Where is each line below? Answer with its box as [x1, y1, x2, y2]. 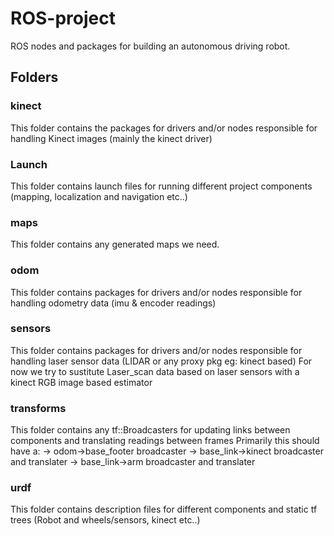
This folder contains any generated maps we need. [10, 238, 220, 251]
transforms [10, 401, 67, 415]
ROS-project [10, 7, 116, 30]
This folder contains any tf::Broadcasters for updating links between [10, 424, 291, 436]
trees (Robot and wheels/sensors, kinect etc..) [10, 514, 201, 526]
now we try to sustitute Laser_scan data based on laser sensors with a [10, 365, 300, 377]
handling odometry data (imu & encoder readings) [10, 297, 217, 309]
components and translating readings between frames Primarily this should [10, 435, 320, 447]
